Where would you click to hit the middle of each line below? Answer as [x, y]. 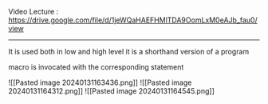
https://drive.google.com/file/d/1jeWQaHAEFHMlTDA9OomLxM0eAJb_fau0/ [133, 20]
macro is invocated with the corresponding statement [96, 67]
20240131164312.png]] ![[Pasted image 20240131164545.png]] [112, 91]
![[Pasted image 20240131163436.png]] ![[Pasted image [100, 82]
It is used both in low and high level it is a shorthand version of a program [129, 52]
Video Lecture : [33, 12]
